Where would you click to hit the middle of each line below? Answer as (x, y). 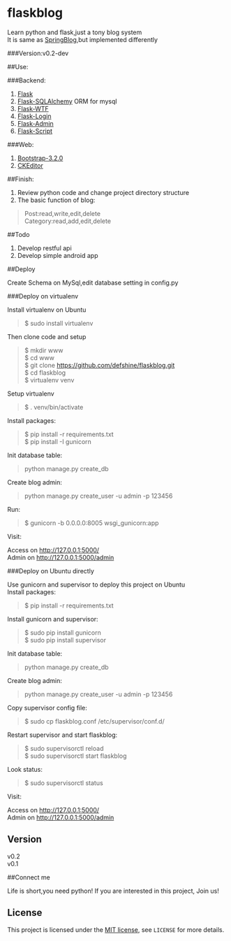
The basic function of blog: (56, 200)
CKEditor (30, 165)
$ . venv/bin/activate (54, 407)
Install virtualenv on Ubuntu (47, 310)
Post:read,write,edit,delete (62, 213)
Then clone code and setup (47, 336)
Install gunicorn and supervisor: (53, 619)
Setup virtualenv (31, 394)
